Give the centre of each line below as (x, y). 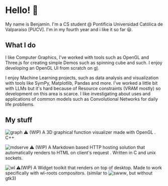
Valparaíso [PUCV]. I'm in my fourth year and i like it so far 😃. (69, 29)
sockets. (14, 158)
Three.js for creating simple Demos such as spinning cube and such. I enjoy (84, 63)
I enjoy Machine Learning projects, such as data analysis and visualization (82, 78)
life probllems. (20, 104)
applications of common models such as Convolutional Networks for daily (82, 99)
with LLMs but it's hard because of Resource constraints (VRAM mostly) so (83, 88)
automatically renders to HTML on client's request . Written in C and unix (80, 152)
